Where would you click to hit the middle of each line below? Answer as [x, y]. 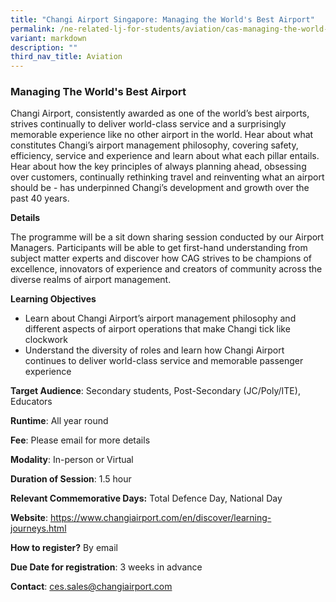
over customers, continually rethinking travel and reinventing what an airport [167, 177]
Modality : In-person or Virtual [72, 460]
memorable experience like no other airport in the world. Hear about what [162, 135]
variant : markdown [48, 38]
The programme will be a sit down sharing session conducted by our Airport [167, 237]
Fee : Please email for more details [80, 440]
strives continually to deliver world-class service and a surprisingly [148, 124]
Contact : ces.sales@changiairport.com [91, 587]
